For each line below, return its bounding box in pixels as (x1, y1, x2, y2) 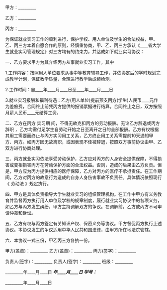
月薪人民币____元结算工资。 (5, 110, 61, 116)
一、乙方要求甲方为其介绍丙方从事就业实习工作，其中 (5, 59, 114, 65)
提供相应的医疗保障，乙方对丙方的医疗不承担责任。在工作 (39, 168, 158, 174)
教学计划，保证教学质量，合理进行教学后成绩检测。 (9, 76, 114, 82)
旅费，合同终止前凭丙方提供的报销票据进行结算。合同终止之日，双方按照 (13, 104, 162, 109)
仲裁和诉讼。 (9, 210, 36, 216)
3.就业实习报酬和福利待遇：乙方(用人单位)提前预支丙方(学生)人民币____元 (5, 97, 154, 103)
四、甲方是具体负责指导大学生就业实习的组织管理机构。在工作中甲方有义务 (5, 191, 158, 197)
